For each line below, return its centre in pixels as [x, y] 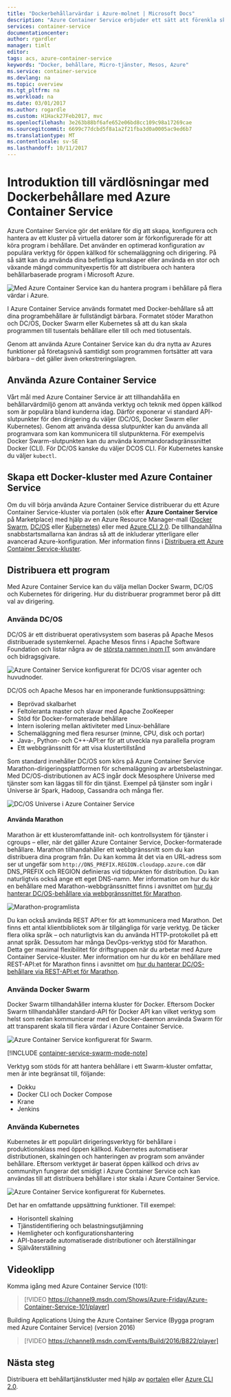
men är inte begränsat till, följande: [56, 1074]
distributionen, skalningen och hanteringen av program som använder [106, 1156]
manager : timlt [29, 46]
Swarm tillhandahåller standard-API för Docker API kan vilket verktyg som [111, 1012]
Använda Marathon [35, 820]
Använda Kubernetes [44, 1127]
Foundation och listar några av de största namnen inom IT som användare [111, 649]
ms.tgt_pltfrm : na [33, 90]
